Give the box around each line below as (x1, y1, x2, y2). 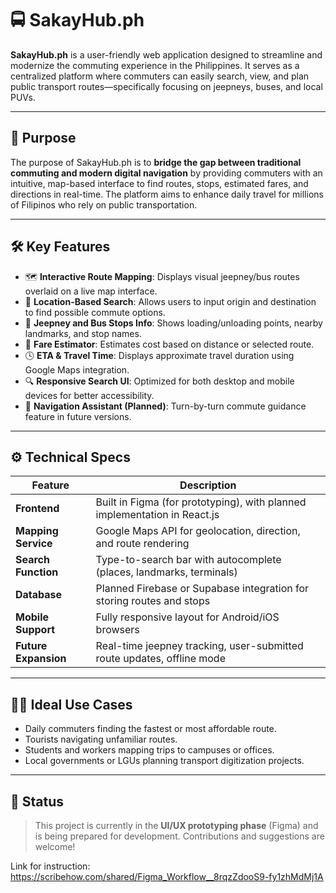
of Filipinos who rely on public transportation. (10, 198, 198, 211)
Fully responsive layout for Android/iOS (95, 610, 280, 624)
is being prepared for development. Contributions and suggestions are (34, 830, 325, 842)
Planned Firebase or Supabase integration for (95, 582, 310, 596)
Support (15, 623, 56, 637)
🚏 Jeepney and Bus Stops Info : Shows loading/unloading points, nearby (24, 317, 323, 329)
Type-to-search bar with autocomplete (95, 553, 282, 567)
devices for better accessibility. (24, 389, 155, 401)
